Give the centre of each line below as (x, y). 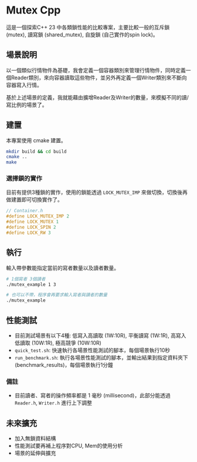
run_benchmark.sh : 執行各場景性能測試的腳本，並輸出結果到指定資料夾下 (101, 357)
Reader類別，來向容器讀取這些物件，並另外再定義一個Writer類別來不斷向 (99, 78)
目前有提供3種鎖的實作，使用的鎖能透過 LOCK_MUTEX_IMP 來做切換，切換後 (94, 192)
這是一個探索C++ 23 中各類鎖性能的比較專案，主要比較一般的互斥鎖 (88, 27)
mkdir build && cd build (36, 151)
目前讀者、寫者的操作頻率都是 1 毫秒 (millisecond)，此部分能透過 (93, 396)
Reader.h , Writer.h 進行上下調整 (53, 403)
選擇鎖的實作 (24, 179)
